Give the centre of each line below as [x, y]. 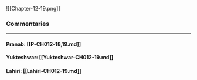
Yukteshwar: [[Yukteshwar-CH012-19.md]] [60, 58]
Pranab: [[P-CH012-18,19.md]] [43, 44]
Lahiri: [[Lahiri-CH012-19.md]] [44, 71]
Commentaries [28, 24]
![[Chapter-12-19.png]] [33, 9]
